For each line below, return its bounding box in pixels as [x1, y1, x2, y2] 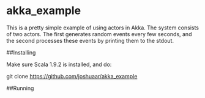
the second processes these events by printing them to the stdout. [6, 37, 174, 44]
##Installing [6, 48, 36, 56]
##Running [6, 84, 34, 92]
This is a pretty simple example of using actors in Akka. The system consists [6, 24, 199, 31]
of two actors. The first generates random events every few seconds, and [6, 30, 192, 37]
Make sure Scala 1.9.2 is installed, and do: [6, 61, 112, 68]
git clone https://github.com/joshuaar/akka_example [6, 72, 138, 80]
